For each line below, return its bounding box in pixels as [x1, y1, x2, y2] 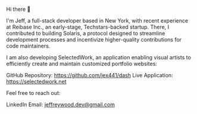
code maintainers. [6, 42, 51, 49]
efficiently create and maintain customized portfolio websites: [6, 60, 158, 67]
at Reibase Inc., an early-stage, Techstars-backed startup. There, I [6, 24, 170, 30]
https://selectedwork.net [6, 78, 67, 85]
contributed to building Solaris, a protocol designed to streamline [6, 30, 165, 37]
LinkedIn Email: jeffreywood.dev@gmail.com [6, 101, 115, 108]
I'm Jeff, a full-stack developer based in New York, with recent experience [6, 17, 189, 24]
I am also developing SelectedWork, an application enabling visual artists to [6, 54, 192, 61]
